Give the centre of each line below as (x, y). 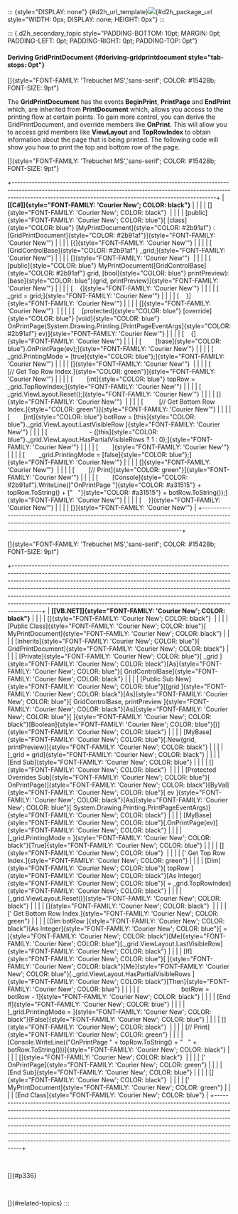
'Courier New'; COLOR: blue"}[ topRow (132, 868)
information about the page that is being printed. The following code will (113, 140)
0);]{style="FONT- (186, 440)
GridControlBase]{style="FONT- (171, 671)
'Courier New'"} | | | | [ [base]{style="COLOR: (148, 341)
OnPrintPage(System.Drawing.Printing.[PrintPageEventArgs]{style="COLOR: (119, 326)
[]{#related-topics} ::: (38, 1203)
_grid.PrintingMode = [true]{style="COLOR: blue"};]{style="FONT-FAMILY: (116, 357)
